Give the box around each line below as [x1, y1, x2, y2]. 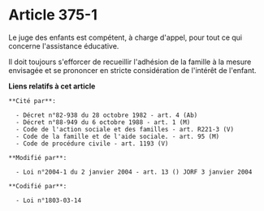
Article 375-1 [8, 6, 97, 24]
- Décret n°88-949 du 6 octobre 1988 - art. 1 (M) [15, 118, 191, 127]
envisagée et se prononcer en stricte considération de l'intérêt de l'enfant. [8, 65, 258, 75]
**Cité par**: [8, 97, 57, 105]
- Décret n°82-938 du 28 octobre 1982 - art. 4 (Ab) [15, 111, 198, 119]
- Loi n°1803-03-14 [15, 196, 82, 205]
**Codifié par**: [8, 182, 67, 190]
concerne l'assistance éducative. [8, 41, 119, 50]
